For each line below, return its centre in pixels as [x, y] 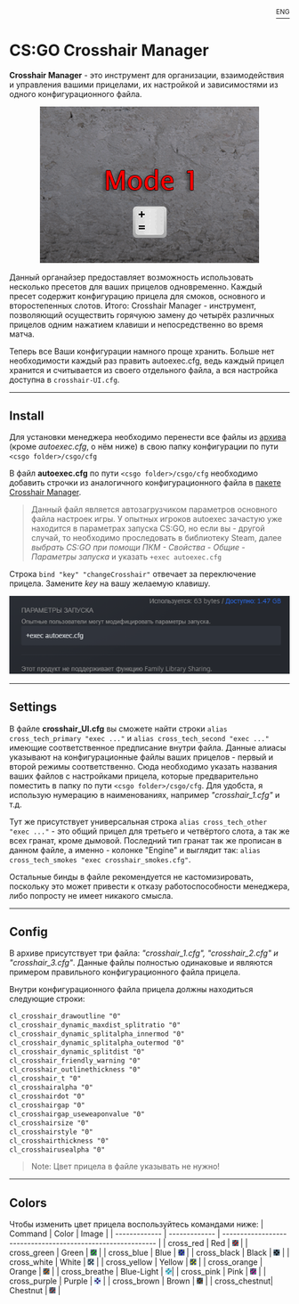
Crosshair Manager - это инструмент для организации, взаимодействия [147, 75]
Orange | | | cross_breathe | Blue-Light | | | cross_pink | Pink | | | [138, 1272]
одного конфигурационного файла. [76, 94]
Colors [28, 1203]
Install [27, 416]
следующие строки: [47, 999]
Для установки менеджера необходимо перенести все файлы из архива [148, 437]
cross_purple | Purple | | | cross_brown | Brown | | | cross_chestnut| [141, 1281]
